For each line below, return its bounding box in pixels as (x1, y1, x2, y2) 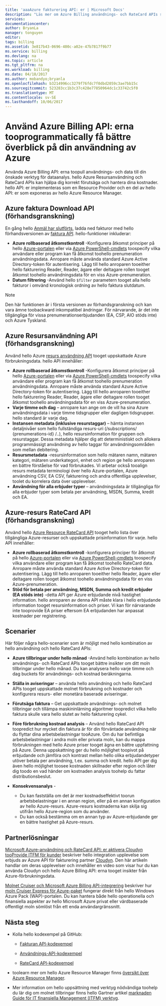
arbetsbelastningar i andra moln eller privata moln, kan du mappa (12, 737, 145, 743)
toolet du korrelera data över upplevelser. (12, 478, 96, 484)
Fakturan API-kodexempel (19, 941, 73, 946)
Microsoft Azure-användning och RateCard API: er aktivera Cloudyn (5, 847, 143, 853)
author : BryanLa (5, 26, 39, 31)
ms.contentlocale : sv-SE (5, 95, 56, 100)
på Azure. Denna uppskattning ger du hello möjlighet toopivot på (12, 747, 144, 753)
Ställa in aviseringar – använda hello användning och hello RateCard (12, 681, 152, 687)
